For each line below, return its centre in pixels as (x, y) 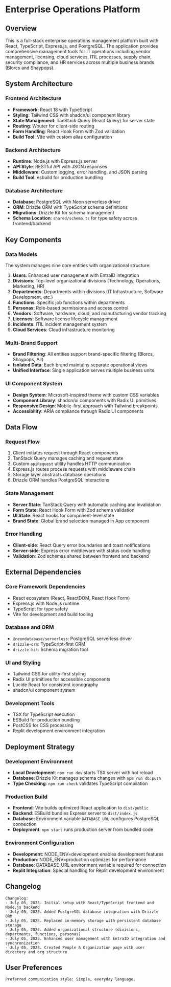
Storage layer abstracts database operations (59, 475)
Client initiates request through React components (65, 453)
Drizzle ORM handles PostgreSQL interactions (61, 480)
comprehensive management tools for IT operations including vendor (78, 51)
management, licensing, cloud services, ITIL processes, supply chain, (79, 57)
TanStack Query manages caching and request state (68, 458)
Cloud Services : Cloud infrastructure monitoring (64, 330)
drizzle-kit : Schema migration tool (50, 649)
